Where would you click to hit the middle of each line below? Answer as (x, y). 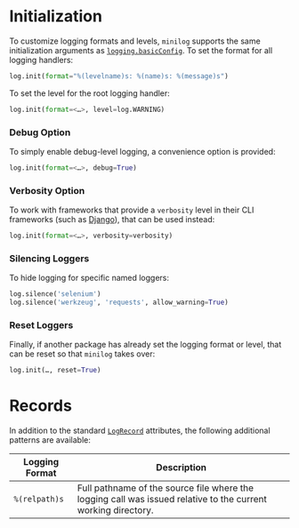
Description (181, 468)
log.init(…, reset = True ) (55, 371)
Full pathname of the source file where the (166, 488)
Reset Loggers (41, 325)
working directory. (115, 510)
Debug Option (40, 132)
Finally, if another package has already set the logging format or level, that (145, 345)
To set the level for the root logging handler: (90, 93)
